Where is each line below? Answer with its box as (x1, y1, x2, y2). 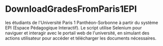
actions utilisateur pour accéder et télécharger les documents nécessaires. (5, 35, 157, 41)
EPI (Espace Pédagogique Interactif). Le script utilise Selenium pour (5, 24, 142, 30)
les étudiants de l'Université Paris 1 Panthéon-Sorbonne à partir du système (5, 20, 159, 25)
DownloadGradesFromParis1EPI (5, 3, 137, 15)
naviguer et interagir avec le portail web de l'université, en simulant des (5, 30, 150, 36)
